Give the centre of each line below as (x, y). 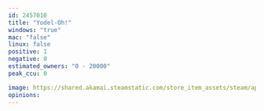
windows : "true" (35, 30)
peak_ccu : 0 (27, 73)
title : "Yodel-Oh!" (40, 23)
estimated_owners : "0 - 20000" (59, 66)
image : (19, 88)
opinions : (24, 95)
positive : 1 (27, 52)
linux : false (29, 45)
